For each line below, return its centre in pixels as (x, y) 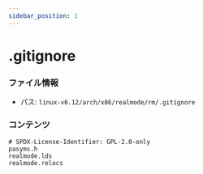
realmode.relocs (36, 163)
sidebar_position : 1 (43, 16)
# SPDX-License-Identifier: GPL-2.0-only (80, 142)
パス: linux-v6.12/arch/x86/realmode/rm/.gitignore (108, 102)
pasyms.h (23, 149)
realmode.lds (30, 156)
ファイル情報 (34, 83)
